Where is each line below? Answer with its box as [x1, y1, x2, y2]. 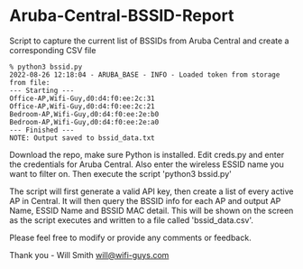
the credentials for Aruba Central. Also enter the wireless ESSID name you [9, 159, 284, 170]
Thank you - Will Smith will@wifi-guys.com [9, 249, 170, 260]
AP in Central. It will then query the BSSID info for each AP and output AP [9, 195, 281, 206]
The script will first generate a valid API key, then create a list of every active [9, 186, 294, 197]
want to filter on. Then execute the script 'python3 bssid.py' [9, 168, 232, 179]
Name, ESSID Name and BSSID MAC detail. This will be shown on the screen [9, 205, 294, 216]
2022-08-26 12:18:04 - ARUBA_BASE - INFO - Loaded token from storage [9, 70, 280, 79]
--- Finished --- [9, 125, 75, 134]
